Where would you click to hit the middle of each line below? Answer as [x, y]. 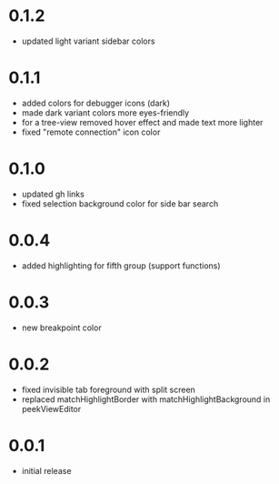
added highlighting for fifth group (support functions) [121, 266]
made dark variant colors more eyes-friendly [105, 112]
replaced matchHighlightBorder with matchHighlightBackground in [146, 399]
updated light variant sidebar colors [88, 41]
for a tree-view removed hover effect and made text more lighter [142, 122]
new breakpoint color [61, 328]
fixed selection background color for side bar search [120, 203]
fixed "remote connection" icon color [91, 132]
